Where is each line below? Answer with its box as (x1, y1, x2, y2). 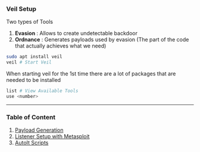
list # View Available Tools (6, 88, 79, 94)
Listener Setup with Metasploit (14, 133, 90, 140)
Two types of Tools (6, 18, 54, 26)
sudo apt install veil (6, 54, 62, 60)
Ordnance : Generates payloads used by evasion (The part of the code (14, 36, 189, 43)
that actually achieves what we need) (14, 42, 107, 49)
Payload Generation (14, 126, 64, 134)
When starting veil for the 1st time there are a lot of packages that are (6, 70, 176, 77)
